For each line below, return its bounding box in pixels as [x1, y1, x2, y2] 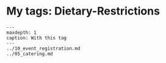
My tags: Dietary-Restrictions [6, 4, 161, 18]
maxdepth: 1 [6, 29, 37, 36]
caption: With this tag [6, 35, 67, 41]
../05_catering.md [6, 50, 53, 57]
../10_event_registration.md [6, 45, 81, 51]
